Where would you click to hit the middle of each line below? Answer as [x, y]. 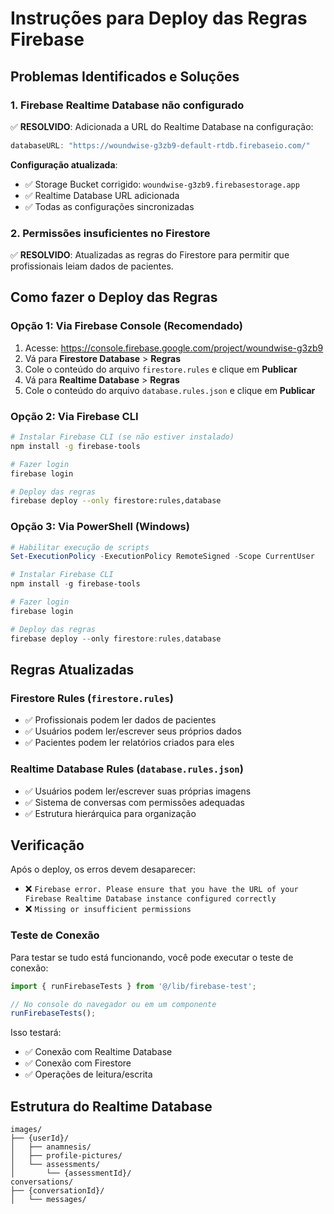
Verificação [47, 845]
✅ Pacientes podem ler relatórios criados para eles [129, 743]
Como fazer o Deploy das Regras [114, 297]
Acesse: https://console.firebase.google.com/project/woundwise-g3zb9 [174, 348]
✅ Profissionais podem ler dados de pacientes [120, 720]
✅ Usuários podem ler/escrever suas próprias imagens [138, 791]
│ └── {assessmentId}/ [71, 1173]
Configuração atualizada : [64, 164]
